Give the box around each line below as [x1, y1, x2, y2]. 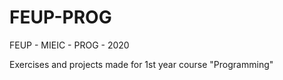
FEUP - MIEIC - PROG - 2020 [9, 39, 130, 51]
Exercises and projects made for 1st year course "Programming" [9, 58, 274, 70]
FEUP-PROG [9, 6, 112, 29]
